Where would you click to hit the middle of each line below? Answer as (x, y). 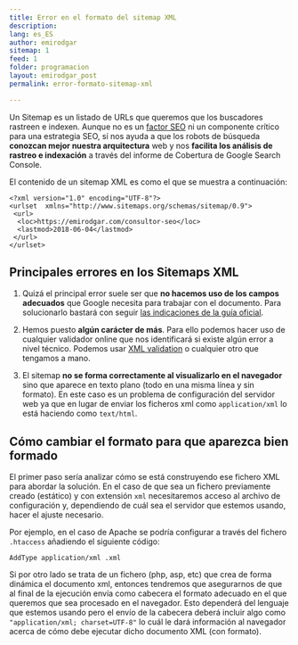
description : (33, 26)
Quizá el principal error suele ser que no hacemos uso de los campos (151, 294)
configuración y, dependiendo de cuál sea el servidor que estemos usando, (148, 506)
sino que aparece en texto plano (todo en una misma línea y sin (138, 385)
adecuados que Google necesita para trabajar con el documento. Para (152, 303)
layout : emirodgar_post (53, 76)
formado (33, 455)
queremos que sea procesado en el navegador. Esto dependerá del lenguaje (149, 603)
